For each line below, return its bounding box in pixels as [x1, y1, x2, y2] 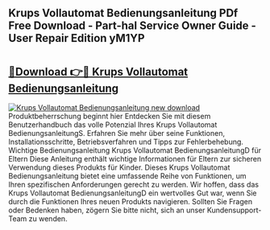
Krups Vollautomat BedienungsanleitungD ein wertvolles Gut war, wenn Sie [8, 188, 257, 198]
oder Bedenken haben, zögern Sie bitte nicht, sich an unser [8, 205, 206, 215]
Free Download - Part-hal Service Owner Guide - [8, 19, 256, 33]
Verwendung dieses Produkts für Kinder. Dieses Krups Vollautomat [8, 162, 231, 172]
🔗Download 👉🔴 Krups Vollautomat [8, 64, 189, 79]
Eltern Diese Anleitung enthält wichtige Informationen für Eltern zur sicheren [8, 154, 262, 163]
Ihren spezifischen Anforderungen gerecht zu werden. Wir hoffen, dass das [8, 180, 260, 189]
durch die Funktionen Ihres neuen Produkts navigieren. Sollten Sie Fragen [8, 197, 252, 206]
